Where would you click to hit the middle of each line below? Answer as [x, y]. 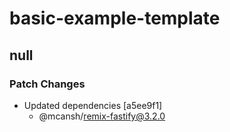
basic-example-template [115, 18]
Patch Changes [47, 84]
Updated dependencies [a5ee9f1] [93, 105]
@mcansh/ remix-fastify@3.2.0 [102, 116]
